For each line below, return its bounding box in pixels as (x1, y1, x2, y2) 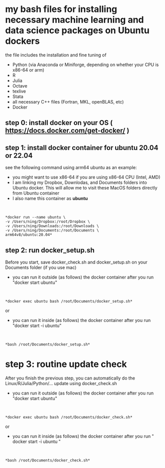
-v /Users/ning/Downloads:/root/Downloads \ (5, 223, 99, 228)
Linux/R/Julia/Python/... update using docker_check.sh (5, 380, 117, 386)
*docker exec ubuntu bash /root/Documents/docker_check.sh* (5, 414, 133, 419)
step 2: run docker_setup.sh (5, 246, 95, 254)
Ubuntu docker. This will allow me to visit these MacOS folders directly (12, 185, 158, 191)
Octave (12, 82, 27, 88)
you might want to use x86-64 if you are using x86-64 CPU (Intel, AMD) (12, 174, 161, 180)
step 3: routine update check (5, 358, 127, 370)
